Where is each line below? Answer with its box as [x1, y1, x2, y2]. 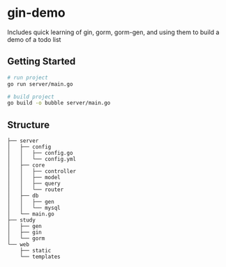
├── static [20, 247, 52, 254]
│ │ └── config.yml [7, 155, 77, 163]
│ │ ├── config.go [7, 150, 73, 157]
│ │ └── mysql [7, 204, 61, 212]
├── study [7, 217, 36, 224]
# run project [7, 74, 49, 81]
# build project [7, 93, 54, 100]
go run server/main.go [7, 80, 73, 88]
